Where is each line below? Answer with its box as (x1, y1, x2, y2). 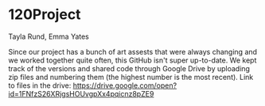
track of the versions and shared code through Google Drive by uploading (8, 63, 251, 73)
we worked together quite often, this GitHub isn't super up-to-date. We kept (8, 55, 257, 65)
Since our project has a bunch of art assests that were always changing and (8, 47, 257, 56)
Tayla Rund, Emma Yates (8, 32, 90, 41)
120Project (8, 6, 81, 24)
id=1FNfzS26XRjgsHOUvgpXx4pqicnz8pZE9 (8, 89, 154, 98)
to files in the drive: (8, 81, 72, 90)
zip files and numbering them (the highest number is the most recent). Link (8, 72, 254, 81)
